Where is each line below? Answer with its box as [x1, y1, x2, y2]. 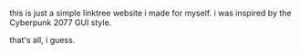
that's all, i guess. [9, 35, 76, 45]
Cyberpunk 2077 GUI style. [9, 17, 112, 28]
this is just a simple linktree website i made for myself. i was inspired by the [9, 8, 292, 18]
